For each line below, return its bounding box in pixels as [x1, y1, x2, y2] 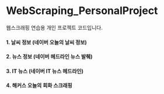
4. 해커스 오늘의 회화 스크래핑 [6, 82, 73, 89]
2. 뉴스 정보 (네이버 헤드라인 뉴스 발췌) [6, 53, 93, 60]
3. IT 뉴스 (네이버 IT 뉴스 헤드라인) [6, 67, 83, 74]
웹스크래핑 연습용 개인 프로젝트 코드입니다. [6, 24, 103, 31]
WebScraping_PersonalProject [6, 4, 158, 18]
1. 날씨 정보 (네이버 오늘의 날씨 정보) [6, 39, 88, 46]
